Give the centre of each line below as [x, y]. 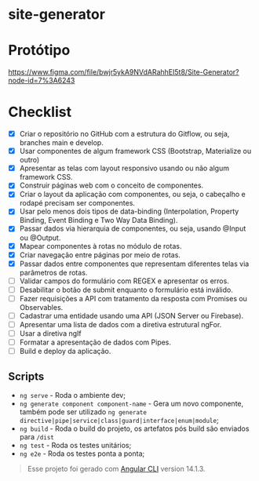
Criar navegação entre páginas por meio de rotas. [100, 255]
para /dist [37, 437]
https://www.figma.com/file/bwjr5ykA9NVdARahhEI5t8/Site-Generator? [124, 72]
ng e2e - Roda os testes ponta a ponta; [82, 454]
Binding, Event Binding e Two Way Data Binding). [98, 220]
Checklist [40, 112]
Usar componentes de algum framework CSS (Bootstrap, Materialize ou [135, 151]
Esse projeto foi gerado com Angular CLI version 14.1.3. [116, 469]
